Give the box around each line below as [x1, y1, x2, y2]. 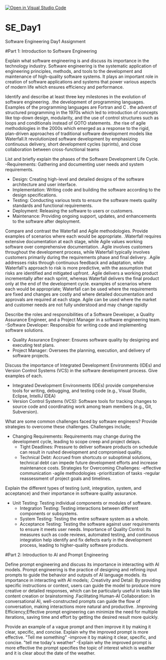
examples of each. [5, 373, 43, 379]
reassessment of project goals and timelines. [19, 475, 111, 481]
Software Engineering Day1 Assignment [5, 38, 86, 44]
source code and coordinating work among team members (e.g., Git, [12, 403, 153, 409]
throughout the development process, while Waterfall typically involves [5, 249, 150, 255]
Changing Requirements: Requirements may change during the [12, 433, 141, 439]
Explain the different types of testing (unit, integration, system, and [5, 485, 142, 491]
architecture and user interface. [12, 181, 77, 187]
